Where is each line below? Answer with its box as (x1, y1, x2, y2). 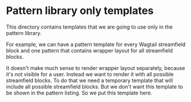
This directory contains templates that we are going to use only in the (6, 23, 173, 30)
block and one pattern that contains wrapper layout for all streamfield (6, 47, 173, 54)
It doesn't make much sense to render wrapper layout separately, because (6, 64, 185, 71)
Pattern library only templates (6, 4, 154, 17)
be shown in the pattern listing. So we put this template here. (6, 89, 152, 96)
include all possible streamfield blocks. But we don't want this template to (6, 83, 183, 90)
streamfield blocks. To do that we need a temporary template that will (6, 77, 173, 84)
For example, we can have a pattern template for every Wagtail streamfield (6, 41, 186, 48)
